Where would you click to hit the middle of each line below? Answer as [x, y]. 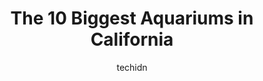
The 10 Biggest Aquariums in [132, 18]
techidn [132, 67]
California [132, 39]
